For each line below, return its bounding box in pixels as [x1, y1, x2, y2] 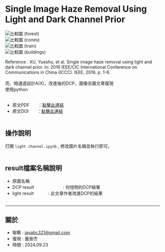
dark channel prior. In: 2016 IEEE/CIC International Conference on [5, 64, 137, 70]
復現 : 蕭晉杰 [12, 236, 38, 242]
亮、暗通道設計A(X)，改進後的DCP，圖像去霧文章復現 [5, 80, 114, 86]
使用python [5, 86, 28, 92]
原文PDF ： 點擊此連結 [12, 102, 64, 108]
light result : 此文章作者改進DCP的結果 [12, 190, 103, 196]
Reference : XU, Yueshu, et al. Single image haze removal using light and [5, 59, 152, 65]
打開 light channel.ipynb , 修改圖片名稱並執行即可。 [5, 143, 112, 149]
